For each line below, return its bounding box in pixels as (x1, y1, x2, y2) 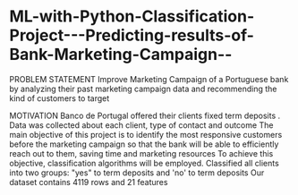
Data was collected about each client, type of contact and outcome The (9, 119, 274, 131)
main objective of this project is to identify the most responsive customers (9, 129, 283, 140)
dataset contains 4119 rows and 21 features (9, 176, 168, 187)
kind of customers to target (9, 92, 110, 104)
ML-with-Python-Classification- (9, 6, 255, 27)
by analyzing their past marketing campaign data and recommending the (9, 83, 277, 94)
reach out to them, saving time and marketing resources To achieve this (9, 148, 274, 158)
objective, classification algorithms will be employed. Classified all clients (9, 157, 279, 168)
